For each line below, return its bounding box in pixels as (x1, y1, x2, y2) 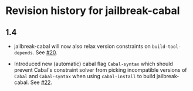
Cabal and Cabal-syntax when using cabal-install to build (13, 73, 155, 79)
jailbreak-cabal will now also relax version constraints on (13, 43, 151, 50)
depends (13, 50, 33, 56)
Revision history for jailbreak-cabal (5, 4, 180, 17)
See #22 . (30, 79, 52, 86)
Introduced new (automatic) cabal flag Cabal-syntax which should (13, 60, 174, 67)
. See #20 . (32, 49, 58, 56)
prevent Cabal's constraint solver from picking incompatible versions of (13, 66, 187, 73)
